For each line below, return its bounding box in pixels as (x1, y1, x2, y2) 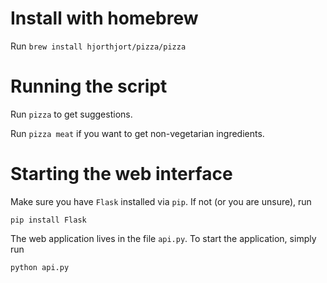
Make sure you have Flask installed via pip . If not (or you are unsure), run (10, 195, 312, 207)
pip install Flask (10, 215, 87, 225)
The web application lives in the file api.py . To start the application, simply (10, 232, 317, 244)
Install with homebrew (10, 7, 199, 30)
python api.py (10, 262, 70, 272)
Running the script (10, 75, 168, 98)
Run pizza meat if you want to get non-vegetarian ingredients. (10, 127, 265, 139)
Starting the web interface (10, 163, 233, 186)
